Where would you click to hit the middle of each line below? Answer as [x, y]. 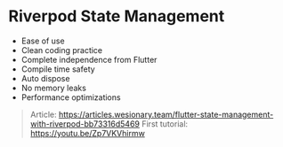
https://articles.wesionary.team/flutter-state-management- [166, 114]
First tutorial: [165, 124]
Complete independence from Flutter [89, 59]
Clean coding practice [62, 50]
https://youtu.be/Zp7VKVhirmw [88, 133]
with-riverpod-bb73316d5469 [85, 124]
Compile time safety [58, 69]
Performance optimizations [71, 97]
